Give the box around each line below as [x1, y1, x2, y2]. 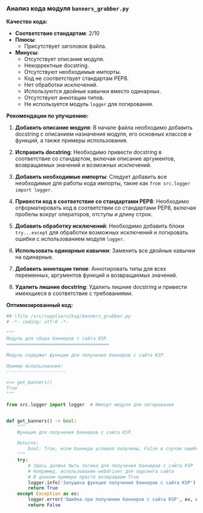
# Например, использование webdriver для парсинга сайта [28, 468, 174, 474]
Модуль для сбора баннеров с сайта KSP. [6, 335, 110, 342]
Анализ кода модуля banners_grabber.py [6, 4, 129, 13]
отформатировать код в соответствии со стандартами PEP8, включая [14, 204, 196, 211]
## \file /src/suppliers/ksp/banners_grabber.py [6, 313, 131, 319]
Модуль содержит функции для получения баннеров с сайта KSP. [6, 352, 166, 358]
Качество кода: [6, 18, 48, 25]
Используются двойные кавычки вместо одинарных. [24, 88, 161, 95]
